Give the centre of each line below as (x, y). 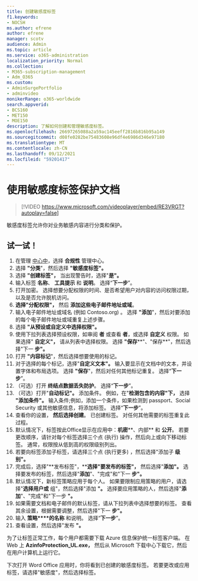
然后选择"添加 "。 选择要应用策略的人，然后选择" (122, 488)
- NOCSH (16, 22)
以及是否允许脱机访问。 (43, 297)
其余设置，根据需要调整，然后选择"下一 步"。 (70, 510)
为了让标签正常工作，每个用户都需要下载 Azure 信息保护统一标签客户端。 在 (98, 538)
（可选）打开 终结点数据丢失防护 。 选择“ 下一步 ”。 (76, 385)
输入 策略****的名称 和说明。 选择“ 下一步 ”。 (69, 518)
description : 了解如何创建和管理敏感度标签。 (57, 126)
